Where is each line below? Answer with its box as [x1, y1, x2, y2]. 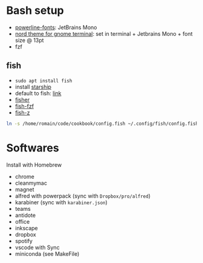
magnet [14, 185, 34, 193]
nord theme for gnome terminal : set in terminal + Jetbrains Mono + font [14, 30, 193, 37]
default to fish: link [14, 89, 62, 97]
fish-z [14, 108, 30, 116]
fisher [14, 96, 30, 103]
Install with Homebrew [6, 161, 62, 168]
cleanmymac [14, 179, 47, 187]
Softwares [6, 141, 59, 155]
